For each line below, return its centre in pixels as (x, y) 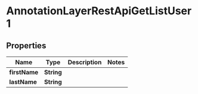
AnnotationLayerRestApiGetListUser (99, 11)
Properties (26, 46)
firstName (24, 72)
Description (85, 62)
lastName (23, 82)
